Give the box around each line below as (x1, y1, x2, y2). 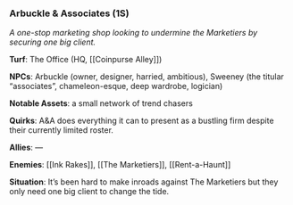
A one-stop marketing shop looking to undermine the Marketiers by (9, 28, 258, 38)
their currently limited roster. (9, 125, 114, 135)
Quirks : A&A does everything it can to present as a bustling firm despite (9, 115, 274, 127)
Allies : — (9, 142, 43, 153)
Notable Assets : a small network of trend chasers (9, 98, 194, 109)
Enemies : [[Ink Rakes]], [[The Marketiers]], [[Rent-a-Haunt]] (9, 160, 231, 170)
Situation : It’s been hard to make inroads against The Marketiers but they (9, 176, 279, 187)
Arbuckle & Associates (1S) (9, 7, 130, 20)
